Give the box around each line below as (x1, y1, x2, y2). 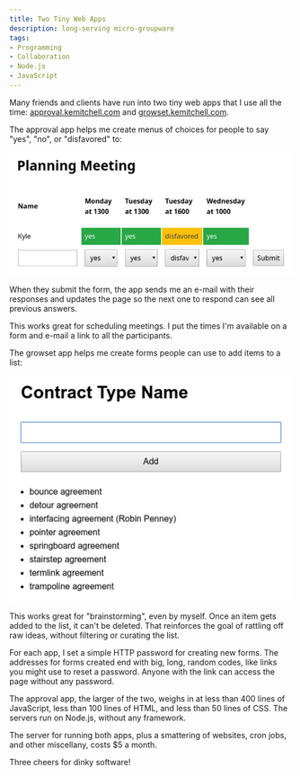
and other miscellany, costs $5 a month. (9, 739, 157, 750)
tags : (9, 33, 30, 42)
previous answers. (9, 303, 78, 313)
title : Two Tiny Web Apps (9, 14, 106, 23)
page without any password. (9, 676, 115, 687)
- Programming (9, 43, 63, 52)
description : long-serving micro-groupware (9, 23, 175, 33)
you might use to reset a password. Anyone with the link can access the (9, 666, 276, 677)
